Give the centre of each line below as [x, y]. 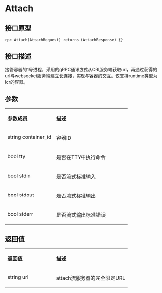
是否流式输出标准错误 [81, 215]
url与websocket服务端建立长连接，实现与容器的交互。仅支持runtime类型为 [81, 76]
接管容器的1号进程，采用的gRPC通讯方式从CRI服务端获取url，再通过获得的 [81, 69]
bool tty [17, 156]
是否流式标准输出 [76, 195]
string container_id [29, 137]
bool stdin [19, 176]
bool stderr [21, 214]
